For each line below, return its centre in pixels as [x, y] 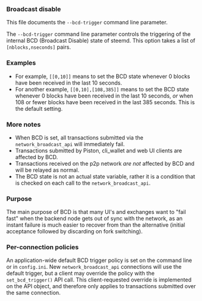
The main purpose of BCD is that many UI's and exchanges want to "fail [96, 212]
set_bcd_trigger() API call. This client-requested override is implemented [99, 280]
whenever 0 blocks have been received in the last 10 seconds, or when [104, 96]
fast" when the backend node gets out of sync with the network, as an [95, 219]
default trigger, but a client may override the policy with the [81, 274]
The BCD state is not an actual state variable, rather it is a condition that [105, 176]
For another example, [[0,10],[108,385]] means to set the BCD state [102, 89]
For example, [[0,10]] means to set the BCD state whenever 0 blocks [103, 76]
